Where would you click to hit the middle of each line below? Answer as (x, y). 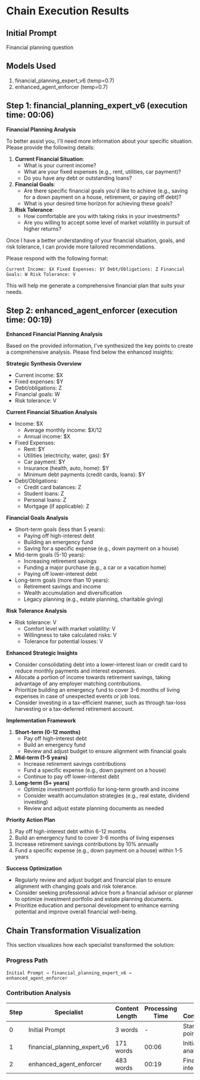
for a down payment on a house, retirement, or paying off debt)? (102, 197)
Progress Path (27, 961)
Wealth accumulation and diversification (73, 593)
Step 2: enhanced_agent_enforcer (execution (92, 311)
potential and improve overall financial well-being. (76, 912)
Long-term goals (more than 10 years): (62, 580)
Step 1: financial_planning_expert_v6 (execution (97, 106)
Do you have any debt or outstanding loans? (78, 178)
